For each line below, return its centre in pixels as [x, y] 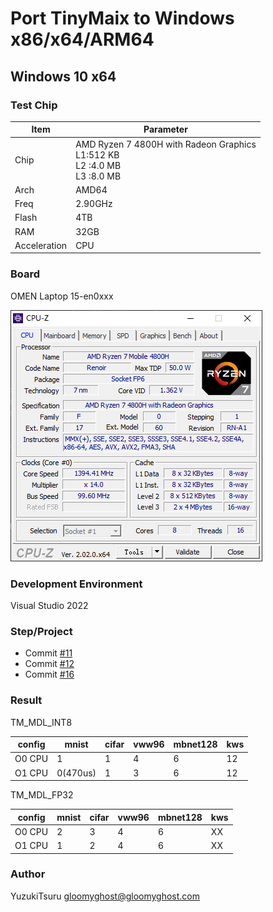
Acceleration [41, 245]
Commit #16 [49, 674]
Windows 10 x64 [63, 76]
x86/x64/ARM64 [82, 39]
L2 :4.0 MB [98, 165]
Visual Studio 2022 [49, 605]
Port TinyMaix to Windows [122, 18]
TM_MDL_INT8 [41, 722]
